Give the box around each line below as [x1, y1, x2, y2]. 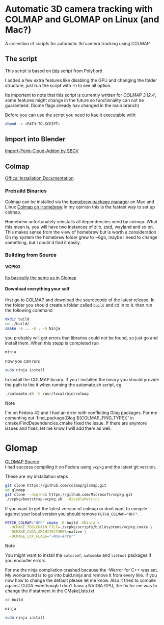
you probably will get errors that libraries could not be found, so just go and [5, 335, 158, 340]
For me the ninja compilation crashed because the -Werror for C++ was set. [5, 567, 159, 573]
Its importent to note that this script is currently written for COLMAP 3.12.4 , [5, 92, 156, 98]
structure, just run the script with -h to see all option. [5, 82, 112, 88]
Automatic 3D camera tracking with [5, 3, 153, 15]
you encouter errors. [5, 558, 47, 564]
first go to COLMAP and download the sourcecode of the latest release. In [5, 297, 155, 303]
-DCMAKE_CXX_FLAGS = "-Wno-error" [9, 534, 76, 539]
